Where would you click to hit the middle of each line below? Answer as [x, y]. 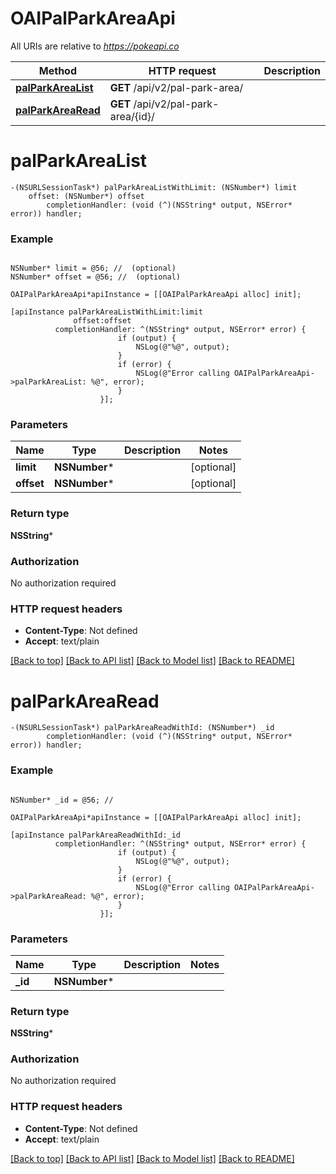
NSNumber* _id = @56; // [62, 800]
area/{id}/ [132, 116]
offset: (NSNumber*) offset [86, 196]
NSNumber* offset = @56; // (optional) [96, 277]
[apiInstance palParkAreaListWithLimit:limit [106, 312]
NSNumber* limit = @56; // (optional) [93, 268]
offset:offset [102, 321]
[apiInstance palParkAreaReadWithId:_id [96, 835]
